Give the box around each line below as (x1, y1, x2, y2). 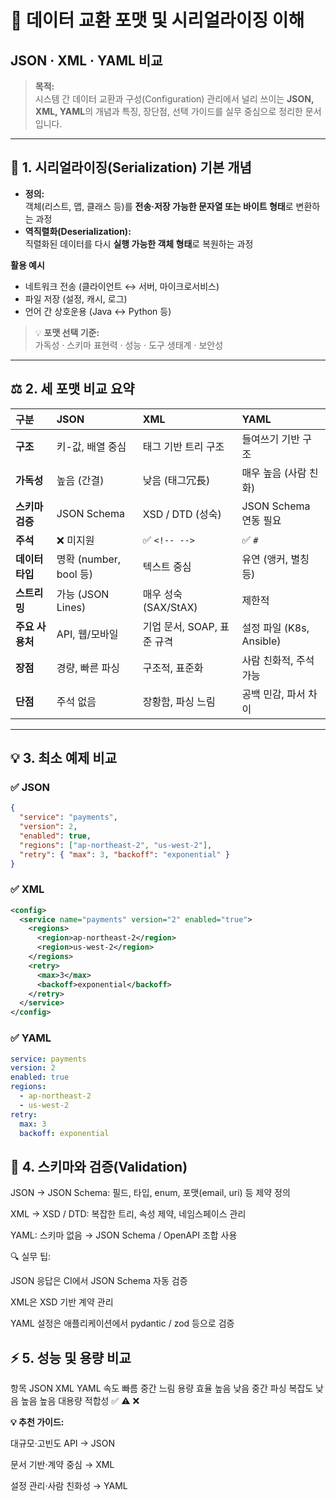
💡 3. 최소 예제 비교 (10, 750, 117, 767)
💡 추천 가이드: (10, 1416, 65, 1428)
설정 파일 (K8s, (241, 621, 310, 635)
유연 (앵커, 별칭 (241, 552, 310, 566)
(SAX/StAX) (142, 600, 198, 614)
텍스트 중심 (142, 559, 192, 573)
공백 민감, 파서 (241, 687, 306, 701)
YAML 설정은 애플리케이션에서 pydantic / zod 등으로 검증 (10, 1317, 235, 1330)
